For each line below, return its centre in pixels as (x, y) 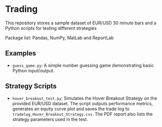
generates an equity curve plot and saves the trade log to (71, 109)
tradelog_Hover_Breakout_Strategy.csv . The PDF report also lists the (82, 114)
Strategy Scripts (31, 86)
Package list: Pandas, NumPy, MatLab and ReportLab (59, 38)
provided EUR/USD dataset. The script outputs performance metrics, (82, 103)
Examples (21, 53)
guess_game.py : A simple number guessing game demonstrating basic (83, 65)
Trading (22, 9)
